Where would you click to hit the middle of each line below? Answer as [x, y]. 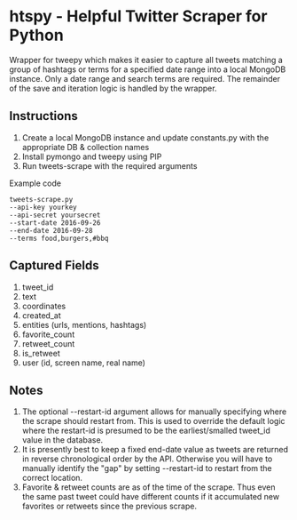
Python [36, 35]
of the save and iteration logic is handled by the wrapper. [113, 88]
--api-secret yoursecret [55, 215]
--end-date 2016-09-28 [51, 230]
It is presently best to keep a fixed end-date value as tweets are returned [155, 450]
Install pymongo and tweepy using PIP [92, 156]
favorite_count [48, 334]
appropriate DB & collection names [86, 147]
